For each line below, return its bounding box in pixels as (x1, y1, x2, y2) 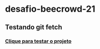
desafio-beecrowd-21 (5, 3, 96, 15)
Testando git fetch (5, 23, 62, 31)
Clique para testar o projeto (5, 38, 72, 45)
